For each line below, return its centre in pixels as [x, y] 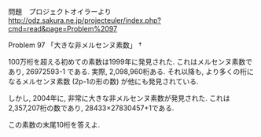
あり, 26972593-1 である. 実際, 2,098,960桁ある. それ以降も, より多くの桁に [131, 72]
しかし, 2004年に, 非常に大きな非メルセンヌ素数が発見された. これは [119, 98]
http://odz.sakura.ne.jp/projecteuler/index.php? [85, 20]
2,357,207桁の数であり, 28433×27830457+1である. [91, 108]
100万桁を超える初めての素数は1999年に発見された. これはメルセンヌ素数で [130, 62]
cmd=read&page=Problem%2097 [63, 29]
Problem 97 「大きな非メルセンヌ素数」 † [75, 45]
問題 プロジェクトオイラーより [60, 11]
